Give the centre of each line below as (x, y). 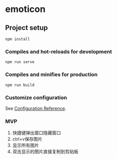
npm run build (20, 85)
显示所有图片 (25, 145)
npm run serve (20, 62)
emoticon (25, 9)
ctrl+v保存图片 (27, 139)
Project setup (27, 28)
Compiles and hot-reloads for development (59, 51)
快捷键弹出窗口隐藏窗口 (36, 133)
